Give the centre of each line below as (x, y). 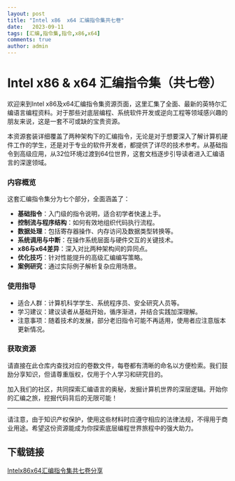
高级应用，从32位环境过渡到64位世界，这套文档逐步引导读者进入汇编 (119, 153)
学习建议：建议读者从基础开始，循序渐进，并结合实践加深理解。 (109, 312)
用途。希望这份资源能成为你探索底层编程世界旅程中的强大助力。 (105, 428)
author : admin (28, 46)
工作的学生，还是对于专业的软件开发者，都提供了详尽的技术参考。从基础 (117, 145)
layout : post (26, 14)
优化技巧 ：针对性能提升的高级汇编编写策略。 (82, 258)
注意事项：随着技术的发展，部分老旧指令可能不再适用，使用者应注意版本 (121, 320)
